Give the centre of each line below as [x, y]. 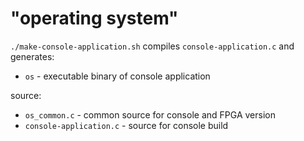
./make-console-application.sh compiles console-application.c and [152, 46]
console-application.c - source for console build [126, 125]
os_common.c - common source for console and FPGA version [150, 114]
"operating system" [94, 18]
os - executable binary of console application [117, 76]
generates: [32, 56]
